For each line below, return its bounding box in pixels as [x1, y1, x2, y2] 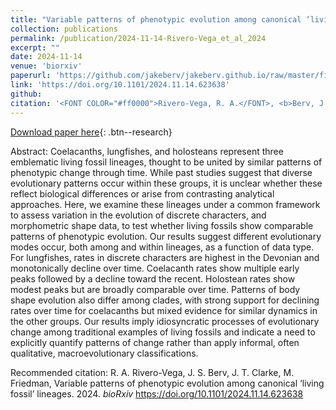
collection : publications [10, 24, 118, 34]
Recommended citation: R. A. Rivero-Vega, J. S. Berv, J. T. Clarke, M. [10, 366, 295, 378]
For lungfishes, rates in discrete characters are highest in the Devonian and [10, 251, 320, 263]
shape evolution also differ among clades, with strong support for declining [10, 294, 320, 306]
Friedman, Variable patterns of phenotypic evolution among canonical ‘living [10, 377, 325, 389]
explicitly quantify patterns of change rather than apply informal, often [10, 336, 300, 348]
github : [10, 89, 43, 99]
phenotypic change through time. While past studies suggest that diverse [10, 166, 313, 178]
